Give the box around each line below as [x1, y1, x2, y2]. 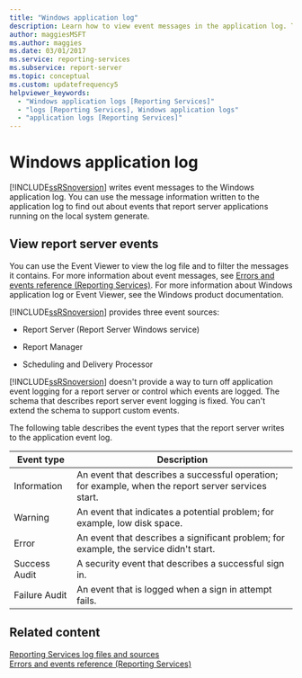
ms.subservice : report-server [9, 64, 123, 73]
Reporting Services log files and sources [9, 648, 160, 659]
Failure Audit [13, 588, 67, 601]
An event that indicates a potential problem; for [75, 505, 274, 518]
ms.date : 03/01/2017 [9, 47, 87, 56]
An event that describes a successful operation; [75, 468, 279, 481]
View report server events [9, 236, 159, 252]
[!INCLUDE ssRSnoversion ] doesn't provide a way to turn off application [9, 376, 274, 387]
